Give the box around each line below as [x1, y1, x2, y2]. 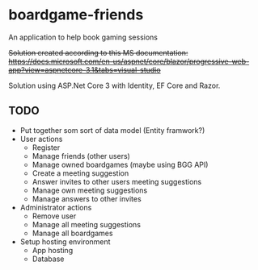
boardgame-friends [8, 6, 144, 24]
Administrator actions [19, 202, 92, 212]
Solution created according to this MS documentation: [8, 48, 188, 57]
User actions [19, 134, 63, 143]
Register [32, 143, 61, 152]
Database [32, 254, 65, 264]
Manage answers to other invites [32, 193, 142, 203]
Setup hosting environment [19, 236, 111, 247]
